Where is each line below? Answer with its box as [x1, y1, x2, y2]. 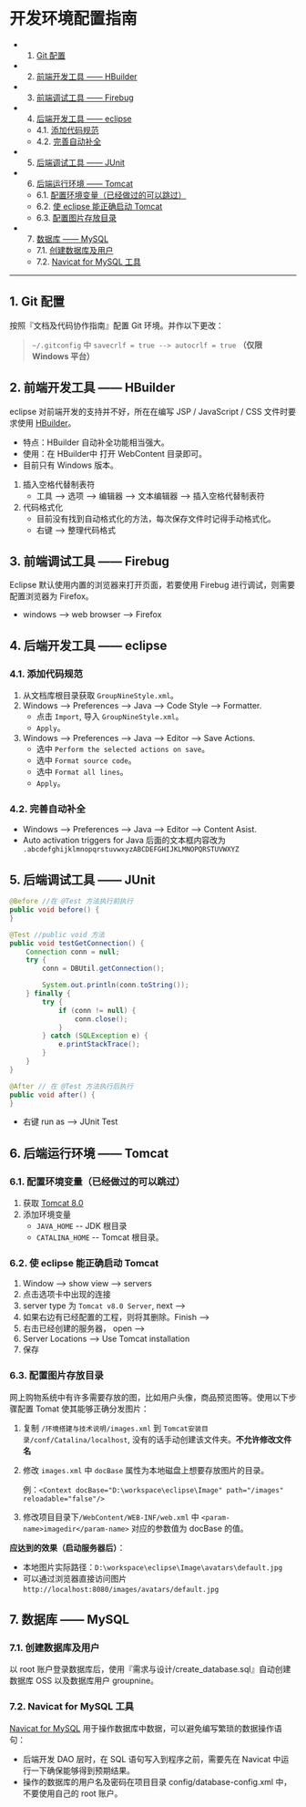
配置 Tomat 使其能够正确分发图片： [16, 1403, 149, 1414]
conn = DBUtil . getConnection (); [42, 964, 166, 974]
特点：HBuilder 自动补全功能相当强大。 [22, 437, 170, 448]
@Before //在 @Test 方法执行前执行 [9, 897, 134, 906]
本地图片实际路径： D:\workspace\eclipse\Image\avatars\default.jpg [22, 1561, 283, 1573]
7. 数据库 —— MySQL [9, 1612, 130, 1627]
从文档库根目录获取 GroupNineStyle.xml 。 [22, 690, 179, 701]
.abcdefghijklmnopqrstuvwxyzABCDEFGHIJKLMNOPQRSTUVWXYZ [22, 845, 240, 854]
